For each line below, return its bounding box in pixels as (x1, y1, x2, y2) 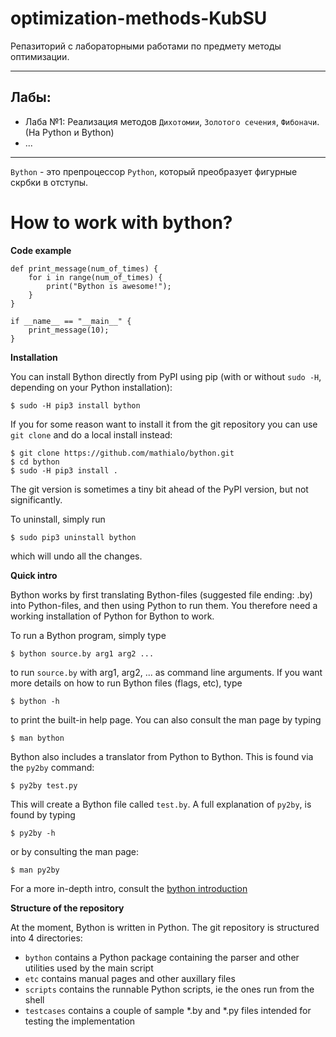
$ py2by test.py (10, 780, 78, 791)
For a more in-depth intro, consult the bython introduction (10, 882, 248, 894)
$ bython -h (10, 696, 60, 706)
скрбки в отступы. (10, 176, 88, 188)
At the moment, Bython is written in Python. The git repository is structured (10, 921, 320, 933)
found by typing (10, 808, 76, 821)
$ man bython (10, 733, 65, 743)
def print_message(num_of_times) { (10, 263, 159, 274)
